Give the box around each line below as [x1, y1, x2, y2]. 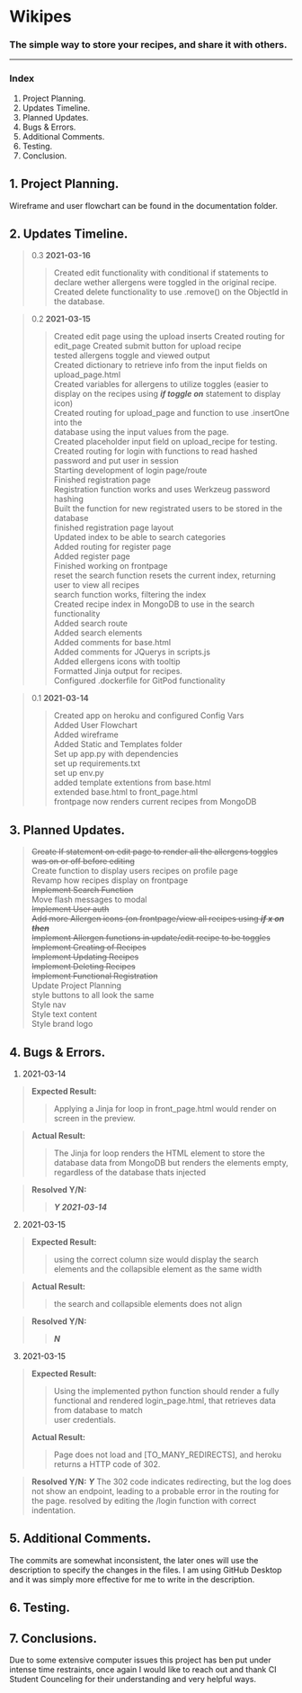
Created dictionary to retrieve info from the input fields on [53, 360, 268, 371]
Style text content [31, 1009, 97, 1020]
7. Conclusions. [9, 1631, 97, 1646]
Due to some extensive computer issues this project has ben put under [9, 1654, 271, 1666]
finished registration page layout [53, 522, 174, 533]
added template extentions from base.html [53, 777, 211, 788]
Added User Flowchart [53, 720, 138, 731]
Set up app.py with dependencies [53, 749, 179, 760]
